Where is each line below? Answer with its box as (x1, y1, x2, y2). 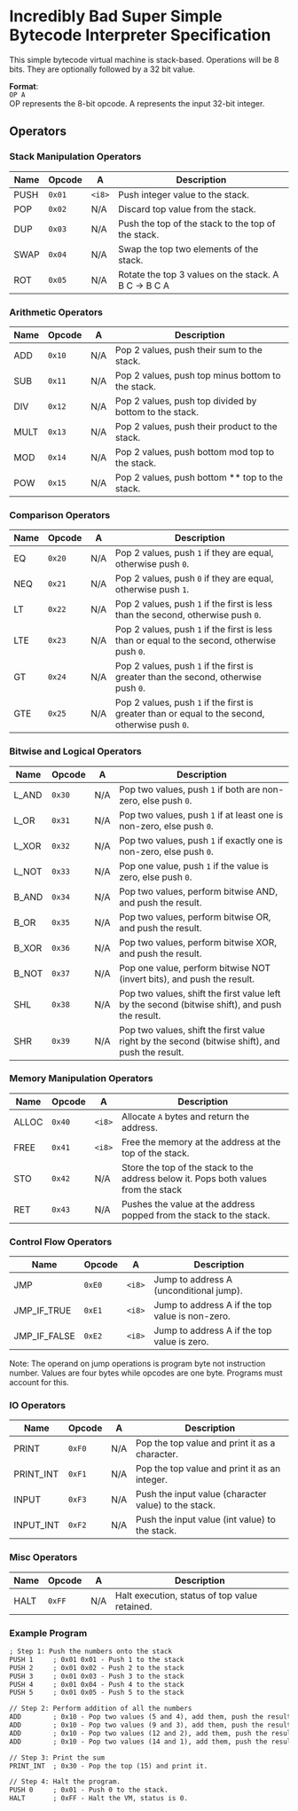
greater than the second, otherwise (114, 671, 262, 684)
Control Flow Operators (9, 1235, 113, 1248)
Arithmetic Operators (9, 306, 104, 318)
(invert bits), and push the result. (119, 973, 255, 985)
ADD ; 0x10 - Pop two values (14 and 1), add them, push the (9, 1737, 268, 1746)
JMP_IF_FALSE (13, 1330, 75, 1343)
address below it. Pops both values (121, 1172, 268, 1185)
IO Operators (9, 1399, 67, 1412)
